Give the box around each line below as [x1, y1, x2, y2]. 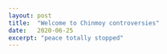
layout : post [8, 11, 52, 20]
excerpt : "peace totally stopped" [8, 33, 124, 42]
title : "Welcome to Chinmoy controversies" [8, 19, 160, 27]
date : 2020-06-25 [8, 26, 74, 34]
